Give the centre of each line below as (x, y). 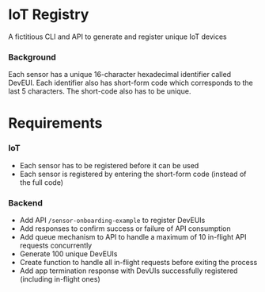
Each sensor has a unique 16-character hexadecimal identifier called (120, 75)
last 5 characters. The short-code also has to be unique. (100, 91)
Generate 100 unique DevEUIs (68, 254)
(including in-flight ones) (60, 279)
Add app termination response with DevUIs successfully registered (129, 271)
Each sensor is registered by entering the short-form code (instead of (133, 174)
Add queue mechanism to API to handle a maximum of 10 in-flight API (133, 237)
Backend (26, 202)
